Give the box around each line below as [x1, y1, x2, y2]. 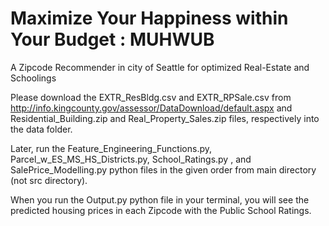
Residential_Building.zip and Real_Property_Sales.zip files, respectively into [10, 112, 320, 124]
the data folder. [10, 123, 73, 135]
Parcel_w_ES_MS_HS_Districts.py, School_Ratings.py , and [10, 153, 252, 165]
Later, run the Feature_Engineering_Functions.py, [10, 142, 213, 154]
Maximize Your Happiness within [10, 7, 289, 30]
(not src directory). [10, 174, 88, 186]
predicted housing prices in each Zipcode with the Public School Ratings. [10, 204, 312, 216]
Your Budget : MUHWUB [10, 28, 215, 51]
